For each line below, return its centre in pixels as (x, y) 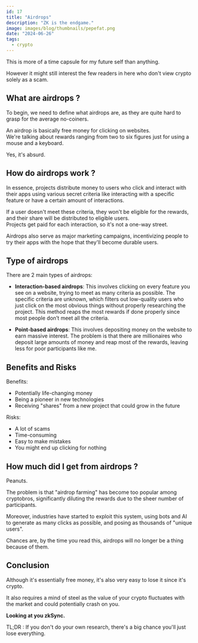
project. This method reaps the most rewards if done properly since (97, 312)
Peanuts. (17, 480)
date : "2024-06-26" (30, 34)
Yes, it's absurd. (26, 155)
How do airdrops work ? (51, 173)
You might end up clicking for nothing (60, 448)
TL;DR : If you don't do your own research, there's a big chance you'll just (96, 627)
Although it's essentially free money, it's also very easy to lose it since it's (96, 579)
